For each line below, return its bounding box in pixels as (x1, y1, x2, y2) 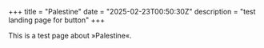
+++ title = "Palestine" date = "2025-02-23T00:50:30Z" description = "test (8, 7, 256, 16)
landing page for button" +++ (8, 15, 106, 25)
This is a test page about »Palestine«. (8, 31, 132, 40)
